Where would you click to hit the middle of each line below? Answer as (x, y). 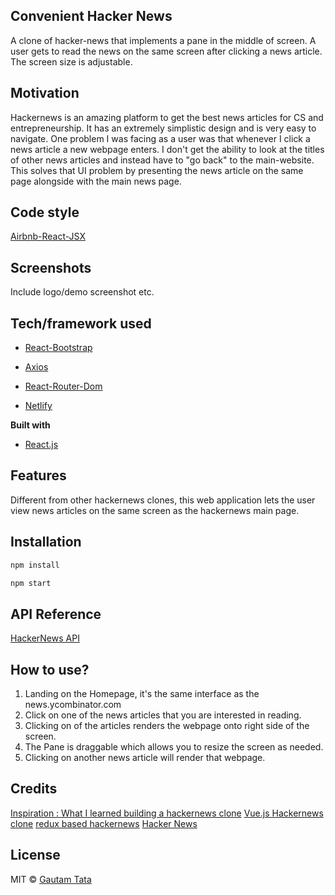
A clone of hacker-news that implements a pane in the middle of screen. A (163, 40)
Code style (45, 212)
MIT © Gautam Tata (51, 879)
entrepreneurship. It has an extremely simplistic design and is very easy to (163, 128)
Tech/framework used (81, 323)
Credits (34, 789)
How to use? (50, 669)
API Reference (56, 614)
